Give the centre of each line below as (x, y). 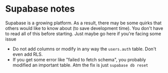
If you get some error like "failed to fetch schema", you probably (79, 59)
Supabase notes (40, 9)
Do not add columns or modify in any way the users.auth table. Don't (84, 49)
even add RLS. (27, 54)
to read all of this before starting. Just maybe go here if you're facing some (83, 33)
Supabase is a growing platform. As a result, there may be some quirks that (83, 23)
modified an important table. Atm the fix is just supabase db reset (80, 65)
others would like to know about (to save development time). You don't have (84, 28)
